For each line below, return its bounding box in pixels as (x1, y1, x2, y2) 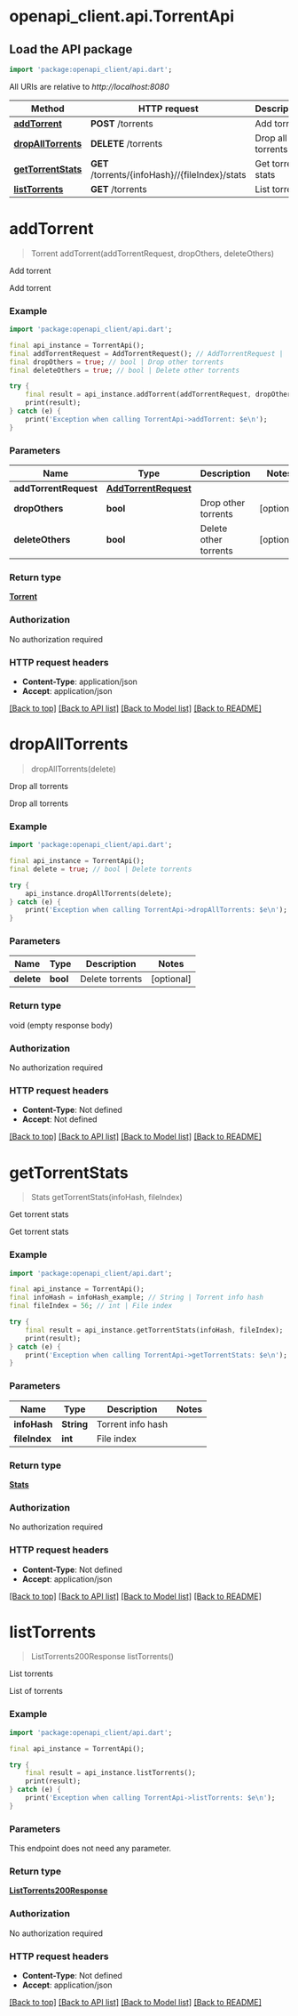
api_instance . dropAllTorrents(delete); (25, 889, 173, 898)
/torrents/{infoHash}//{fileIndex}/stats (90, 168, 247, 181)
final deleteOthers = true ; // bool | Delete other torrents (9, 366, 240, 375)
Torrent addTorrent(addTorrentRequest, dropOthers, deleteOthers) (30, 247, 275, 259)
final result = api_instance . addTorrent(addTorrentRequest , (25, 390, 252, 399)
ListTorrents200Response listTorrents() (30, 1651, 175, 1662)
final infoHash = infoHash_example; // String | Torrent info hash (9, 1293, 264, 1302)
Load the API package (9, 42, 133, 57)
